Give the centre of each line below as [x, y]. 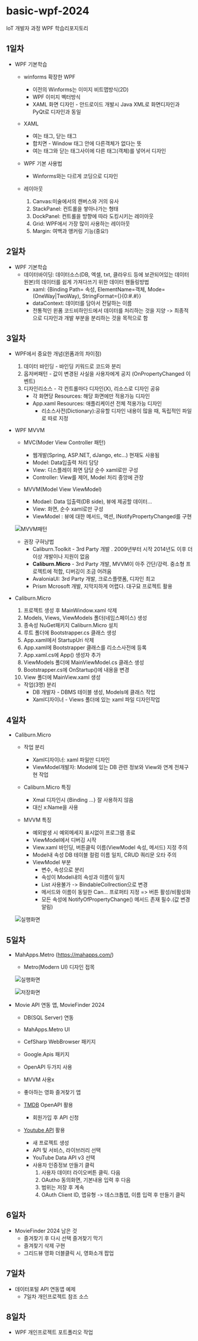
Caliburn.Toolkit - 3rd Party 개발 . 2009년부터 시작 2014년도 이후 [109, 549]
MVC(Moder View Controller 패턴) [65, 443]
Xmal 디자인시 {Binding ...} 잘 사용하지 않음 [83, 800]
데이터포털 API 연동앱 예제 [45, 1289]
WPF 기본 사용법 [43, 163]
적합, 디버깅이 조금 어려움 [82, 571]
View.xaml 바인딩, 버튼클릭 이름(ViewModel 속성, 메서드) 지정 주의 [110, 848]
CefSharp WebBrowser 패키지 [60, 1042]
